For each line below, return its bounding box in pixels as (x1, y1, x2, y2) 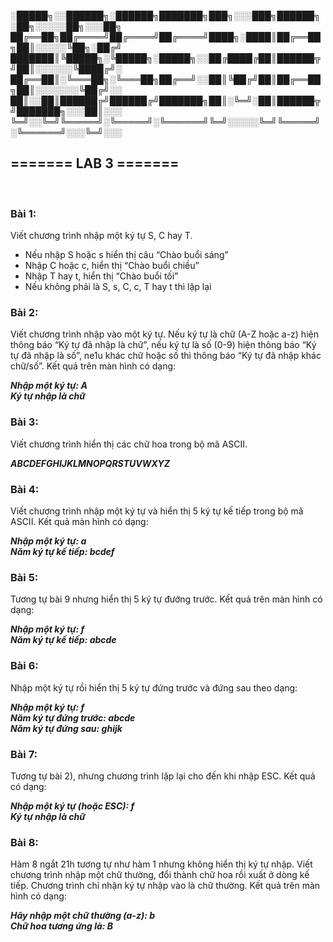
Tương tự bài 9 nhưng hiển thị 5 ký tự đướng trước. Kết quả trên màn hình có (10, 593, 323, 605)
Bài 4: (10, 482, 40, 496)
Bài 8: (10, 835, 39, 849)
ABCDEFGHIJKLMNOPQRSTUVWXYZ (10, 457, 171, 469)
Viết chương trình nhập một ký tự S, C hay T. (10, 230, 193, 242)
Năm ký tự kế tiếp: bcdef (10, 546, 115, 557)
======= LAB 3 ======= (10, 155, 180, 172)
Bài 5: (10, 570, 39, 584)
